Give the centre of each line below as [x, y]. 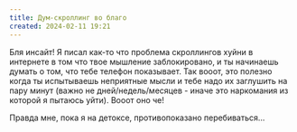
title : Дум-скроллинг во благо [68, 18]
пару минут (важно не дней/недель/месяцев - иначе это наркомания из [149, 90]
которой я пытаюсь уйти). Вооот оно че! [87, 99]
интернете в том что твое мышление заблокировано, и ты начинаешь [144, 61]
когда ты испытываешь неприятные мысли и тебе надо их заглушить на [148, 80]
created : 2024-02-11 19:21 [60, 26]
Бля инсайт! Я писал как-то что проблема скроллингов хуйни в [131, 52]
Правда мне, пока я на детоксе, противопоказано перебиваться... [137, 118]
